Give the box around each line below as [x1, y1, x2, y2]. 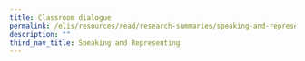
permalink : [9, 22, 51, 30]
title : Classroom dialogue [9, 13, 112, 22]
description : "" [9, 30, 71, 39]
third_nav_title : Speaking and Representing [9, 38, 181, 48]
